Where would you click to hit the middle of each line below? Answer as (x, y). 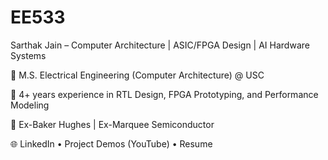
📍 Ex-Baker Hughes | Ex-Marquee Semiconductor (112, 124)
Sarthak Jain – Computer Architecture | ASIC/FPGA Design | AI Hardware (160, 45)
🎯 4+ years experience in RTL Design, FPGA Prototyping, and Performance (164, 94)
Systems (28, 55)
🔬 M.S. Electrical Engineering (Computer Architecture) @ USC (137, 75)
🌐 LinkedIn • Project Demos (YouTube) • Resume (111, 143)
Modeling (30, 105)
